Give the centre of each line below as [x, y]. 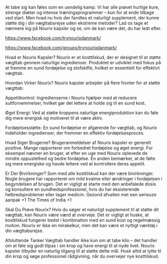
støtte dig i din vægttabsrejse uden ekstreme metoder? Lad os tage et [77, 23]
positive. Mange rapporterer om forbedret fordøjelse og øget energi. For [79, 148]
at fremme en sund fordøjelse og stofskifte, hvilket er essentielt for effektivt [83, 68]
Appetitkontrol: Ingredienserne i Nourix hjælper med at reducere [71, 98]
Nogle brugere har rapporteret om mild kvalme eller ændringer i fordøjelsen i [84, 179]
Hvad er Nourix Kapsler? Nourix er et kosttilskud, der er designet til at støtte [83, 57]
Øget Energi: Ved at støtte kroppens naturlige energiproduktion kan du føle [82, 113]
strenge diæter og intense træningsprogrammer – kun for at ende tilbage [80, 12]
